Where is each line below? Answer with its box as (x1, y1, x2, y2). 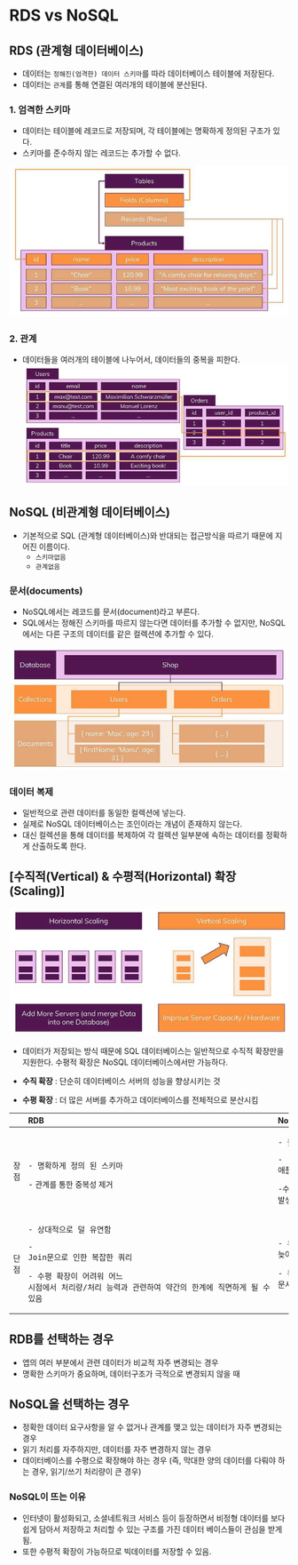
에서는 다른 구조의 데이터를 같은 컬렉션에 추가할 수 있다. (21, 628, 215, 639)
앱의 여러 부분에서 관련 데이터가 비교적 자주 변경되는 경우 (21, 1357, 219, 1368)
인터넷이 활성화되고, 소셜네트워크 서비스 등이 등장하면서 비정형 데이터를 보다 (21, 1513, 286, 1523)
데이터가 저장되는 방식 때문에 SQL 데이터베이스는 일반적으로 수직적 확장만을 (21, 1046, 285, 1057)
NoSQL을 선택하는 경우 (9, 1397, 130, 1412)
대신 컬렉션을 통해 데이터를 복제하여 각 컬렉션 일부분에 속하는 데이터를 (21, 829, 264, 840)
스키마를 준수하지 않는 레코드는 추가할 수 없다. (21, 148, 182, 158)
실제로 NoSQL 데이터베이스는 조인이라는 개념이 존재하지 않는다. (21, 818, 242, 829)
